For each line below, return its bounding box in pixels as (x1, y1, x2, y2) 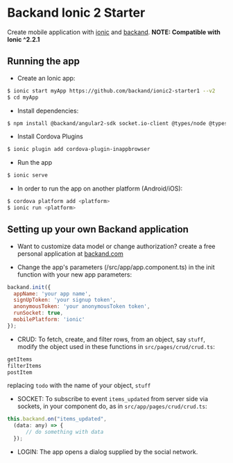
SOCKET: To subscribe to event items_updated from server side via (17, 395, 208, 403)
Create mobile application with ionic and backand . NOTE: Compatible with (7, 28, 221, 36)
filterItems (7, 362, 42, 369)
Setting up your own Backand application (7, 224, 189, 236)
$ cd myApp (7, 94, 39, 101)
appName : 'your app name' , (13, 290, 92, 297)
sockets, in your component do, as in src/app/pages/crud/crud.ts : (17, 402, 207, 411)
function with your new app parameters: (17, 270, 132, 279)
